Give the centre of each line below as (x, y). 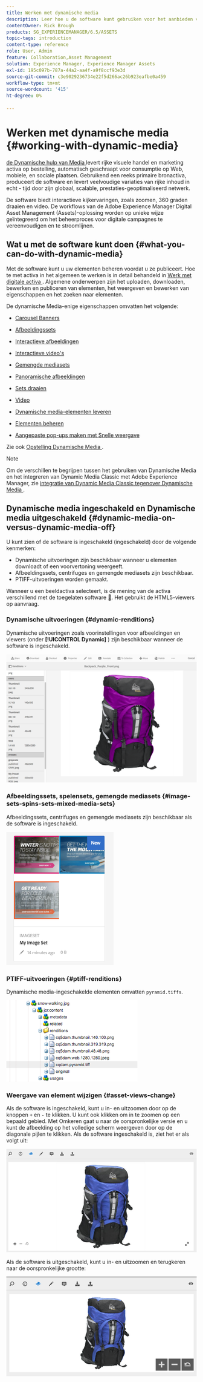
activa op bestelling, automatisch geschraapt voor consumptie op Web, (95, 169)
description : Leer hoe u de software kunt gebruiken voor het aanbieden (100, 19)
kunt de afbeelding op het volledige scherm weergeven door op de (89, 1128)
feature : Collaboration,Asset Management (59, 57)
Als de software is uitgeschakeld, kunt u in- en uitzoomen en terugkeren (96, 1262)
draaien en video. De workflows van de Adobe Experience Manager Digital (99, 206)
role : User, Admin (29, 51)
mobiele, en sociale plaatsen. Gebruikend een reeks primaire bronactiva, (96, 175)
